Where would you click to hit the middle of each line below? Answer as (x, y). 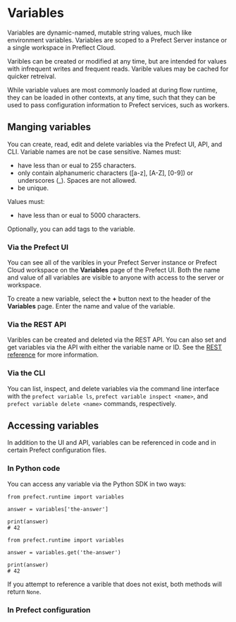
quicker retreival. (32, 76)
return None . (24, 592)
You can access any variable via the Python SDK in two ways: (97, 484)
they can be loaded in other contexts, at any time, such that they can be (112, 97)
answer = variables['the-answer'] (58, 509)
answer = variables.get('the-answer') (64, 552)
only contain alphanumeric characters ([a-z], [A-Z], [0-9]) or (105, 173)
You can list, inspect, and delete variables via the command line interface (113, 388)
